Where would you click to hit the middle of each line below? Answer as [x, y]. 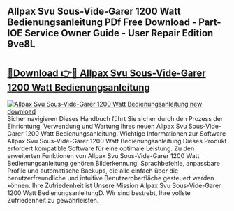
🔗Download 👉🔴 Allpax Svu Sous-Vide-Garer [107, 73]
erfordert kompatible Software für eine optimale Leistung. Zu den [101, 148]
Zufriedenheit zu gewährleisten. [53, 200]
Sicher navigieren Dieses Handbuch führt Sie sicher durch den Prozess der [115, 119]
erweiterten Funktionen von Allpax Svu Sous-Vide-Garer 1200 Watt [103, 156]
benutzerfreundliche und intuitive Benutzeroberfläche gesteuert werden [111, 178]
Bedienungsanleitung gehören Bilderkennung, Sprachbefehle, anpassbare [114, 163]
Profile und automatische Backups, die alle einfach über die [93, 171]
